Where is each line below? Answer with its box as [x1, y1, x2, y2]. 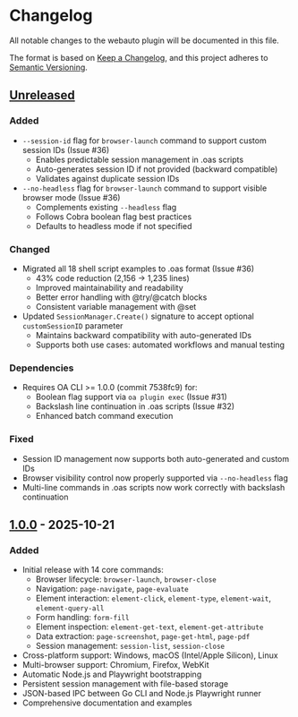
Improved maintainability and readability [35, 282, 183, 293]
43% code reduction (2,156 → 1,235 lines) [35, 272, 190, 283]
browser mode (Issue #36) [21, 192, 121, 202]
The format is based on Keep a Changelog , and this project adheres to [9, 52, 268, 63]
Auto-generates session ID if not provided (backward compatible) [35, 163, 278, 175]
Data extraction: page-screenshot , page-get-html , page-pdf [35, 631, 251, 642]
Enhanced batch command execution [35, 411, 174, 422]
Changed [9, 243, 51, 255]
